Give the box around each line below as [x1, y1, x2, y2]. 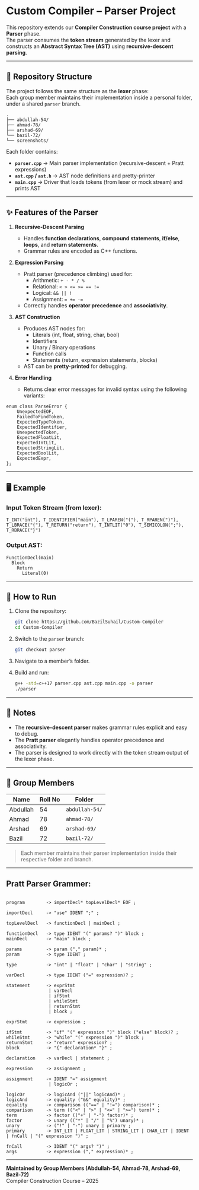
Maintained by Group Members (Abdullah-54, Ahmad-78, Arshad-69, [6, 1164, 181, 1172]
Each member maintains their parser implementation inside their [20, 849, 177, 857]
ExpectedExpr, [17, 455, 52, 461]
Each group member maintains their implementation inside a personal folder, [6, 94, 192, 101]
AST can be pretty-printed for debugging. [23, 362, 127, 370]
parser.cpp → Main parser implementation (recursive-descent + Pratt [14, 159, 184, 167]
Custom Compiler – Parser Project [6, 4, 176, 18]
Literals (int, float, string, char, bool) [32, 331, 120, 338]
